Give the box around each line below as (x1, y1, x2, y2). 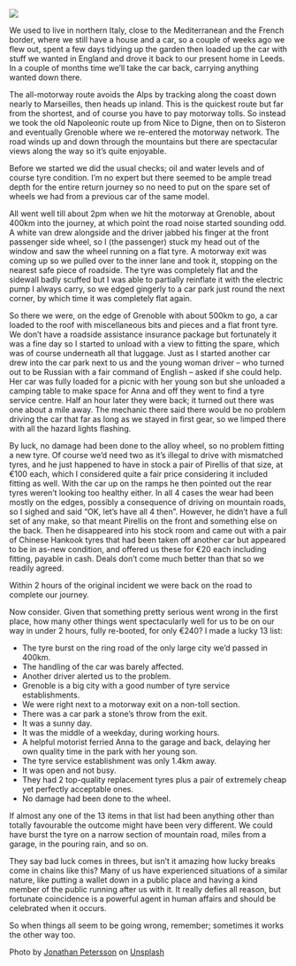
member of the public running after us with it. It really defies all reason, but (9, 884, 281, 894)
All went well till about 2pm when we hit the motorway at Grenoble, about (9, 208, 276, 219)
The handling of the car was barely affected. (21, 661, 184, 672)
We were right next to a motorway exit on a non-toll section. (21, 699, 240, 709)
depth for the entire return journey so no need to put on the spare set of (9, 182, 271, 192)
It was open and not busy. (21, 765, 117, 775)
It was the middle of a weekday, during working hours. (21, 728, 220, 737)
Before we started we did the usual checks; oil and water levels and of (9, 163, 265, 173)
